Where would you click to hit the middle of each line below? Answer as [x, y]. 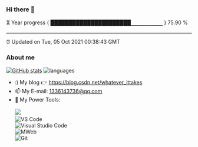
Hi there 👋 [21, 9]
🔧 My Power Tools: [37, 99]
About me [21, 57]
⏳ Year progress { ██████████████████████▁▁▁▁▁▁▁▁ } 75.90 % [97, 22]
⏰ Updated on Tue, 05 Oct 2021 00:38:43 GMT [63, 42]
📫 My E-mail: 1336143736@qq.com [58, 91]
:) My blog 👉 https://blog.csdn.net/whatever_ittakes [78, 82]
